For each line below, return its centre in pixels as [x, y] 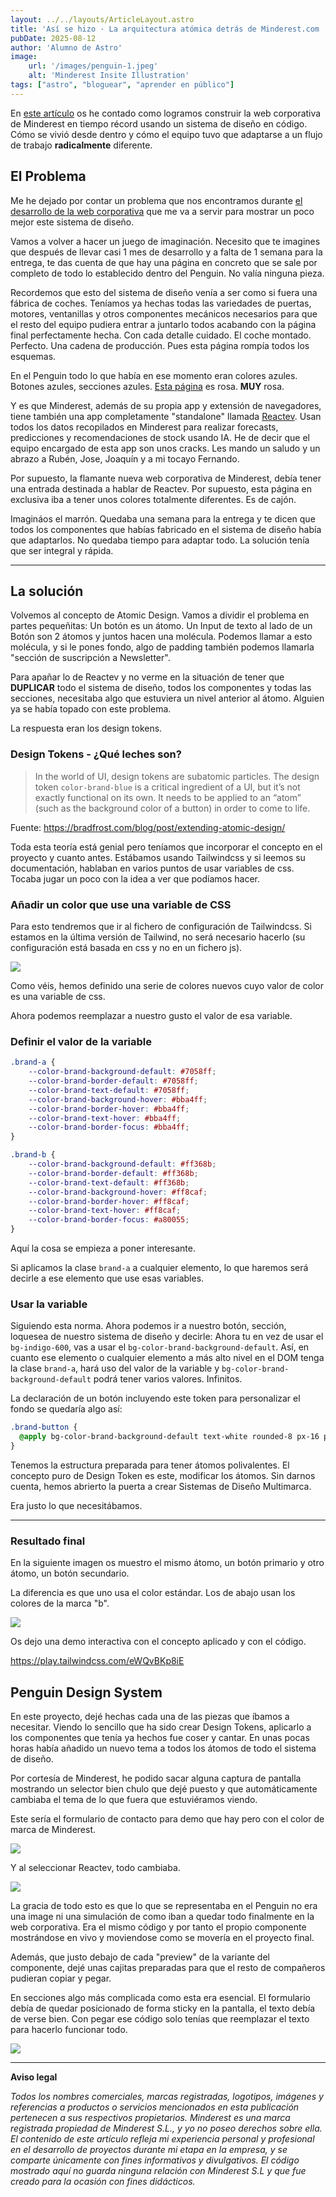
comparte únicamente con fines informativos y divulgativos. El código [155, 2160]
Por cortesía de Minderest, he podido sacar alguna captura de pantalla [156, 1778]
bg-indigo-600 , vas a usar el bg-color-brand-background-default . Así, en [160, 1347]
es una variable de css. [58, 996]
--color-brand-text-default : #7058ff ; [109, 1090]
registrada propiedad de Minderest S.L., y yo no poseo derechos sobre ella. [166, 2128]
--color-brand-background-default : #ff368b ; [122, 1164]
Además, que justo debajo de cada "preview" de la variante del [140, 1957]
